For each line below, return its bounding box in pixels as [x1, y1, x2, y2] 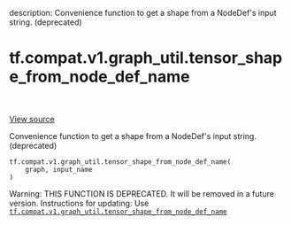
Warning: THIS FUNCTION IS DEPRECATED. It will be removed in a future [9, 188, 274, 198]
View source [9, 113, 55, 124]
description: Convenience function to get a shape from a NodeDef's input [9, 8, 277, 18]
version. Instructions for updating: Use [9, 198, 149, 208]
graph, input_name [25, 165, 93, 174]
